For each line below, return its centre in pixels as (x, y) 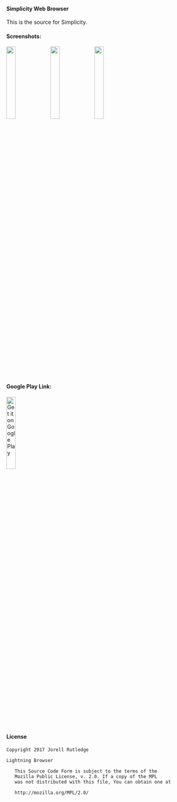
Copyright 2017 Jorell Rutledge (47, 750)
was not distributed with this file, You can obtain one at (93, 782)
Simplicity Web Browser (38, 9)
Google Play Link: (29, 386)
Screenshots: (24, 36)
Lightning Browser (30, 760)
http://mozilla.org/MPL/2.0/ (51, 792)
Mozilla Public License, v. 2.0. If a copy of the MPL (86, 776)
